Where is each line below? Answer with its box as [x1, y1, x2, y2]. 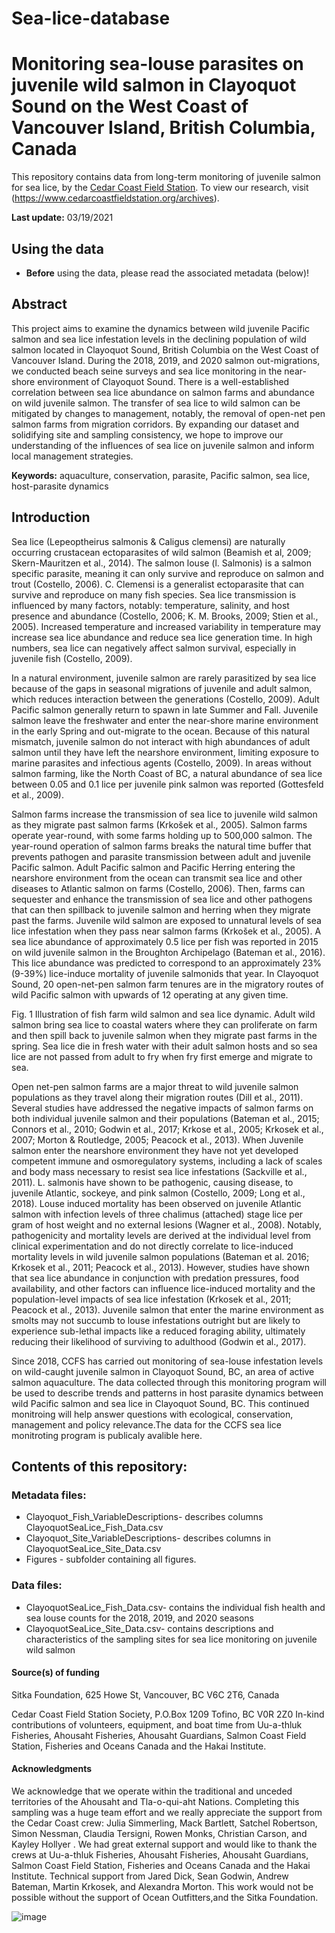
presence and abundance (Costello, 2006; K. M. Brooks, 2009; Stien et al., [11, 610, 319, 622]
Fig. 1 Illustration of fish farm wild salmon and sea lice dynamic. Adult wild [11, 1008, 316, 1020]
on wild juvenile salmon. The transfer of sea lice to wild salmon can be [11, 397, 301, 409]
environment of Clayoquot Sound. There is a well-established [37, 375, 290, 387]
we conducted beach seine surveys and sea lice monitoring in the [11, 365, 283, 377]
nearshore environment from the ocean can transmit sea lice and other [11, 872, 303, 884]
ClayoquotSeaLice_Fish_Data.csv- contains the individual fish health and [25, 1601, 326, 1613]
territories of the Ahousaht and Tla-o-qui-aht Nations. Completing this [11, 1795, 300, 1807]
